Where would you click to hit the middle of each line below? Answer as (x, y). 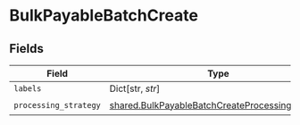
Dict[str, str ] (135, 88)
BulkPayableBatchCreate (104, 16)
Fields (27, 49)
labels (28, 89)
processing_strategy (57, 105)
